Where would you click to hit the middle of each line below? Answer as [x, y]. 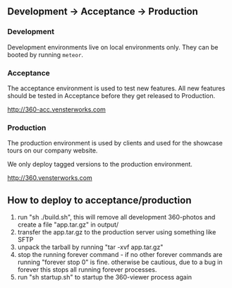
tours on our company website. [53, 150]
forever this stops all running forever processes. [87, 270]
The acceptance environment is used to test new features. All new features [116, 88]
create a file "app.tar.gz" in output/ [68, 224]
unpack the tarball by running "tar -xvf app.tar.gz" [90, 247]
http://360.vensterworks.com [50, 178]
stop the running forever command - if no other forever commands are [120, 255]
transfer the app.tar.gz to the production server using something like [117, 232]
